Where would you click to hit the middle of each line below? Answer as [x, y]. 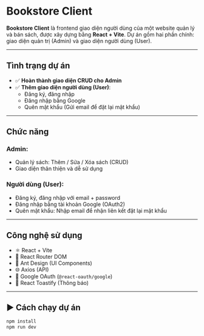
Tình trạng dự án [38, 66]
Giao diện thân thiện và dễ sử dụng [59, 169]
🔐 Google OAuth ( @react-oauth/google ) [64, 276]
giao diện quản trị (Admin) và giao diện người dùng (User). [79, 41]
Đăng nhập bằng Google [55, 100]
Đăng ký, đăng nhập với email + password [67, 197]
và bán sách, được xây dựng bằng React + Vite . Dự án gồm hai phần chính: [100, 34]
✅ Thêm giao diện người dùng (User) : [63, 87]
